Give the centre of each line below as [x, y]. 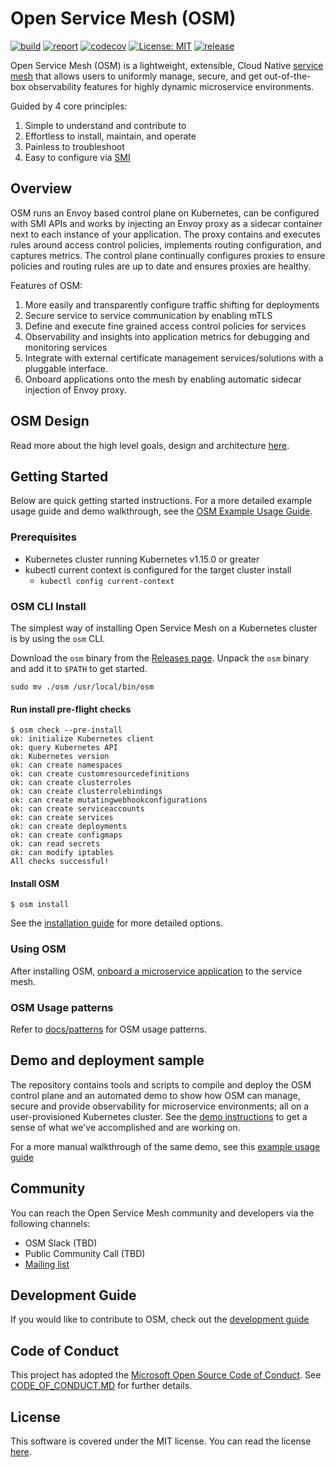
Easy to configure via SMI [77, 157]
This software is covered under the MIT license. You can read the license [161, 1441]
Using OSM [38, 949]
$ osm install [40, 905]
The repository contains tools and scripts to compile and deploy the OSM [161, 1084]
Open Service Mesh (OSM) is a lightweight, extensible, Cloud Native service [167, 65]
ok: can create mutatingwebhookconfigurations [109, 800]
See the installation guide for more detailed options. [116, 923]
